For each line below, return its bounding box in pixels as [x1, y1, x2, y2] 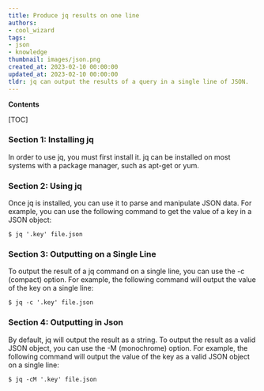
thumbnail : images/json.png [8, 56, 101, 64]
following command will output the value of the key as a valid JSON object [8, 352, 251, 361]
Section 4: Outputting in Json [8, 317, 124, 328]
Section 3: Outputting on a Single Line [8, 249, 157, 260]
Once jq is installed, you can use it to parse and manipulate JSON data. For [8, 198, 252, 208]
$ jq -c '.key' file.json [8, 299, 93, 306]
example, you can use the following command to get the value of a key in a [8, 207, 252, 216]
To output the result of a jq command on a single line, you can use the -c [8, 266, 245, 276]
